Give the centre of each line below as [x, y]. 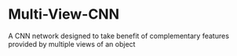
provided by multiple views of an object [72, 44]
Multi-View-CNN [64, 14]
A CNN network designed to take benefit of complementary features [119, 36]
